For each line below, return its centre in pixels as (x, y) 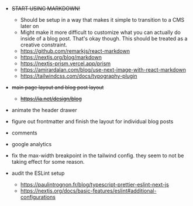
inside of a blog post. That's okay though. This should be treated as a (104, 38)
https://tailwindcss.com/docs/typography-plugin (79, 76)
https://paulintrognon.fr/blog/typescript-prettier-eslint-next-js (95, 185)
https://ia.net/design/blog (51, 99)
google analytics (32, 144)
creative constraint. (44, 45)
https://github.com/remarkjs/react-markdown (75, 51)
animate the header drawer (44, 110)
